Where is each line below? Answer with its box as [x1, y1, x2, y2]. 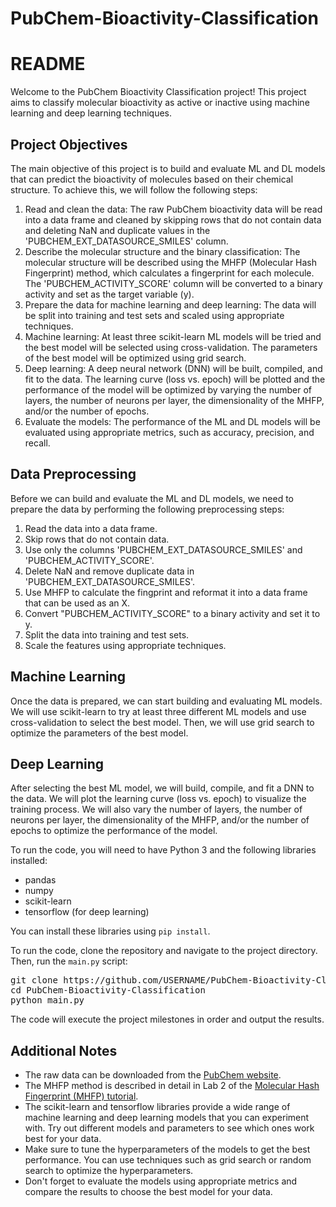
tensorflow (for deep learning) [24, 906, 150, 918]
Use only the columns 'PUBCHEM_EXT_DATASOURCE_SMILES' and [24, 543, 303, 556]
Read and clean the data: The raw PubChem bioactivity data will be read [24, 203, 323, 215]
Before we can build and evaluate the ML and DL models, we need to [10, 492, 294, 504]
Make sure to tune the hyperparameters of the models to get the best [24, 1143, 311, 1156]
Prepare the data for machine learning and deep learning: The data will [24, 298, 317, 311]
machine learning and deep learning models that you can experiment [24, 1112, 310, 1124]
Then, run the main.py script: [10, 955, 128, 967]
